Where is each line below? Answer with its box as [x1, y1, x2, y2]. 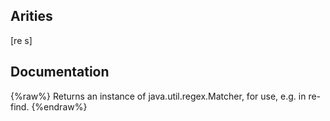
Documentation [10, 64, 110, 81]
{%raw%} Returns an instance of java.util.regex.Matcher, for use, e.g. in [10, 90, 307, 102]
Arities [10, 8, 53, 25]
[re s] [10, 34, 33, 46]
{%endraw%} [31, 100, 88, 113]
